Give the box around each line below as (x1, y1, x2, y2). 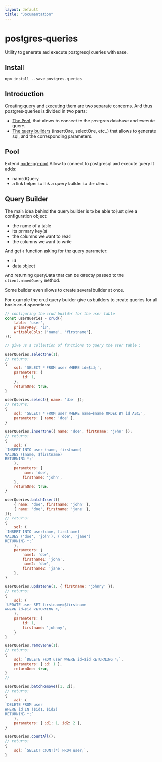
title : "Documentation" (5, 12, 54, 17)
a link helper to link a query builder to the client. (12, 181, 109, 186)
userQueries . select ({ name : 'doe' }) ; (5, 397, 84, 402)
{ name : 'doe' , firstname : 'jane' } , (14, 506, 91, 512)
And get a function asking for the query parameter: (5, 248, 108, 254)
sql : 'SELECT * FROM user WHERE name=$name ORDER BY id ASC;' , (14, 411, 146, 416)
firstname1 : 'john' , (23, 557, 65, 562)
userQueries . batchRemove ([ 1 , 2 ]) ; (5, 684, 76, 689)
